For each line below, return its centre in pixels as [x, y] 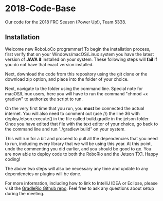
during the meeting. [25, 193]
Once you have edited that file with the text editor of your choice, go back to [81, 124]
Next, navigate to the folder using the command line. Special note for [74, 89]
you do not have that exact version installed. [49, 64]
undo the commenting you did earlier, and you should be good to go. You [78, 148]
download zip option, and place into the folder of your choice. [67, 79]
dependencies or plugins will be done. [43, 174]
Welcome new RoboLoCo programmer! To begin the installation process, [78, 49]
